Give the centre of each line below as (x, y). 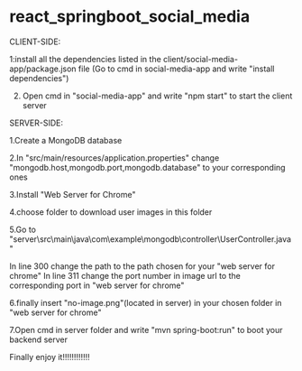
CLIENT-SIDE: (35, 42)
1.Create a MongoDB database (66, 140)
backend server (38, 339)
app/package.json (43, 69)
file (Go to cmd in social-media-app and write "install (176, 69)
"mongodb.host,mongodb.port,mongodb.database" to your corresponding (147, 167)
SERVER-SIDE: (36, 123)
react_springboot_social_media (130, 17)
